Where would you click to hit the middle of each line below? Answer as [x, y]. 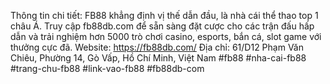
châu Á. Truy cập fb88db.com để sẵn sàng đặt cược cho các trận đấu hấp [162, 26]
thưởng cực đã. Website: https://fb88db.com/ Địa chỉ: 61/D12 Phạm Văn [157, 47]
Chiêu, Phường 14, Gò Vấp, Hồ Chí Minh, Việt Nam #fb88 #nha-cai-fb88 [158, 58]
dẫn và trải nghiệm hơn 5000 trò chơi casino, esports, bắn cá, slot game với [166, 36]
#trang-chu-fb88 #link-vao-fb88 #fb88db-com [107, 68]
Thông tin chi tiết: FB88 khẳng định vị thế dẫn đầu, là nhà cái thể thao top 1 [164, 15]
